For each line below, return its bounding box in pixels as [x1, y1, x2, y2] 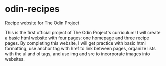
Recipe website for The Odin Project [5, 20, 80, 26]
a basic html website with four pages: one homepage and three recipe [5, 35, 150, 41]
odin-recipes [5, 3, 60, 15]
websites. [5, 56, 25, 62]
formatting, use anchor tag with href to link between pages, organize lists [5, 45, 156, 51]
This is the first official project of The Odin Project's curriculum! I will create [5, 29, 161, 35]
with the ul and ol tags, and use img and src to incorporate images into [5, 51, 150, 57]
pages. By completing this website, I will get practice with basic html [5, 40, 146, 46]
